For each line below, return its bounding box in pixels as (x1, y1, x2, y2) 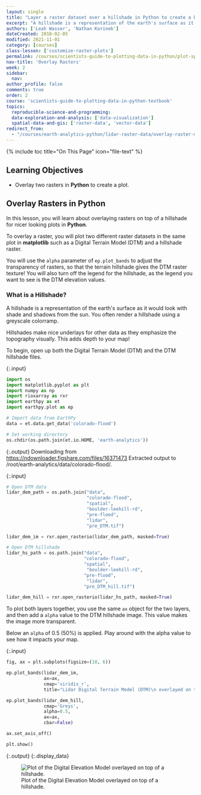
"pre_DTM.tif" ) (86, 523, 124, 529)
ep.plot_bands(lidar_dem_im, (6, 670, 79, 676)
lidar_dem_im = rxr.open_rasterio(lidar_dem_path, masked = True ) (6, 534, 170, 540)
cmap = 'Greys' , (44, 703, 79, 709)
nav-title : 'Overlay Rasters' (6, 59, 82, 65)
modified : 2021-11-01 (6, 37, 60, 43)
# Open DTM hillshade (6, 544, 60, 550)
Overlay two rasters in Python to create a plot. (14, 181, 130, 188)
